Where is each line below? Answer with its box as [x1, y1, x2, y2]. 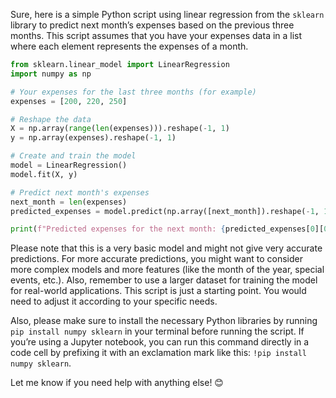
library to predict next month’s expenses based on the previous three [10, 19, 295, 31]
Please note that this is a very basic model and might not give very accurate [10, 242, 323, 254]
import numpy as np [10, 69, 92, 79]
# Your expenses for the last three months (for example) [10, 87, 257, 97]
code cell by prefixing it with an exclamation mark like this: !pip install [10, 347, 307, 359]
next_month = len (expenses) [10, 197, 128, 207]
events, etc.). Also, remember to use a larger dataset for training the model [10, 274, 318, 286]
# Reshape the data [10, 114, 92, 124]
